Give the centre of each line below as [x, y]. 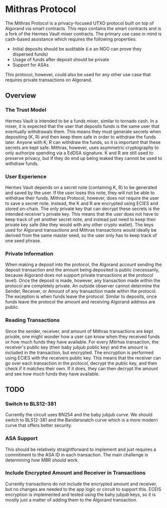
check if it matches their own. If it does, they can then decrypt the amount [82, 368]
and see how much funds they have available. [52, 374]
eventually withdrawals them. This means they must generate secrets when [83, 131]
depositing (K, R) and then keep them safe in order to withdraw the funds [81, 137]
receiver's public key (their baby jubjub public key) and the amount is [76, 347]
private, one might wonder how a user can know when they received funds [82, 336]
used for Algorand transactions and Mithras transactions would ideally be [81, 230]
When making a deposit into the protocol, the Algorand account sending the [83, 265]
